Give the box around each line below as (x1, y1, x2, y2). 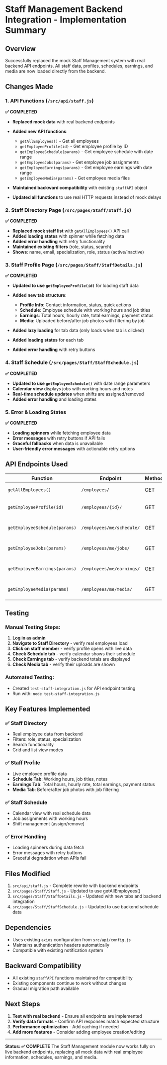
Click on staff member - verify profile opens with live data (12, 645, 132, 652)
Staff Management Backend (5, 3, 123, 15)
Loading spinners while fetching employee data (12, 430, 111, 436)
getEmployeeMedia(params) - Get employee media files (19, 175, 130, 181)
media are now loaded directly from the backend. (5, 68, 106, 74)
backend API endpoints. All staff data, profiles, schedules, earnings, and (5, 63, 153, 69)
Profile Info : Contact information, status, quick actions (19, 302, 131, 308)
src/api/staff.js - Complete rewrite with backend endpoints (12, 883, 138, 888)
